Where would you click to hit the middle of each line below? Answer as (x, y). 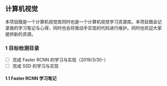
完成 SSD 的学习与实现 (35, 66)
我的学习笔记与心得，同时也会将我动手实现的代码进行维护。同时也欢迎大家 (85, 28)
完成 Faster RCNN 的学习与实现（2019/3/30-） (60, 60)
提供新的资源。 (20, 34)
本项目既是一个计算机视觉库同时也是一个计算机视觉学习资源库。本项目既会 (81, 22)
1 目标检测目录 (22, 48)
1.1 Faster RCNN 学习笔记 (31, 78)
